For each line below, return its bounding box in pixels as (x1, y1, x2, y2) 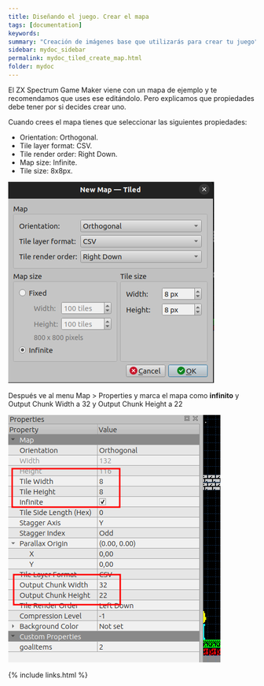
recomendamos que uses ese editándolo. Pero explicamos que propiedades (8, 93, 255, 103)
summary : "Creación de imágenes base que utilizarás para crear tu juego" (8, 38, 258, 46)
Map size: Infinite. (19, 158, 78, 167)
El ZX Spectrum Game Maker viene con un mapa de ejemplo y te (8, 85, 218, 95)
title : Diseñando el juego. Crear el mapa (8, 13, 149, 21)
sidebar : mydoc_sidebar (8, 46, 86, 54)
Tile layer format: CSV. (19, 140, 93, 150)
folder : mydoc (8, 63, 55, 71)
